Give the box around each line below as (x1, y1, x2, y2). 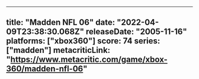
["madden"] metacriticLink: (6, 45, 111, 55)
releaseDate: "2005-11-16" (85, 27, 188, 37)
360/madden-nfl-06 (6, 64, 84, 74)
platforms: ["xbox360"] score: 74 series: (6, 36, 161, 46)
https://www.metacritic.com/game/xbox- (10, 55, 168, 65)
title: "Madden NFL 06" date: (6, 17, 115, 27)
